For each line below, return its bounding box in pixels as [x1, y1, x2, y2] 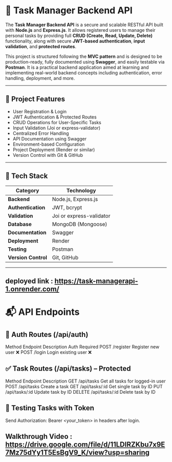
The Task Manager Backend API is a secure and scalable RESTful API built [5, 22, 164, 28]
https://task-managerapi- [54, 276, 138, 285]
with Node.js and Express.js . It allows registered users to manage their [5, 27, 156, 33]
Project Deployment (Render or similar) [12, 146, 95, 153]
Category [15, 187, 39, 194]
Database [8, 220, 32, 228]
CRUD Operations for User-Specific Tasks [12, 119, 101, 125]
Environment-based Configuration [12, 141, 85, 147]
